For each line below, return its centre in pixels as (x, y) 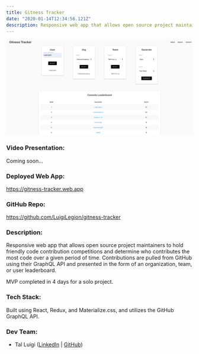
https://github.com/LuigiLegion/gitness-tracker (63, 217)
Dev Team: (22, 332)
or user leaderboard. (31, 270)
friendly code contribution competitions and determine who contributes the (98, 252)
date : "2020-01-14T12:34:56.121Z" (49, 19)
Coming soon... (25, 161)
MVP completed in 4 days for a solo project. (60, 282)
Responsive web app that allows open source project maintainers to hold (95, 245)
